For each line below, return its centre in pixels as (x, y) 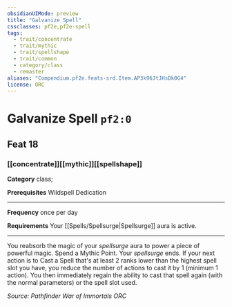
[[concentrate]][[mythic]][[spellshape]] (75, 164)
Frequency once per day (42, 213)
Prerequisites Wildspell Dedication (57, 193)
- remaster (29, 71)
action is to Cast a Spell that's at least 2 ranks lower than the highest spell (112, 261)
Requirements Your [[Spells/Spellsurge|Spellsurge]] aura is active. (102, 226)
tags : (15, 33)
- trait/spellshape (41, 53)
